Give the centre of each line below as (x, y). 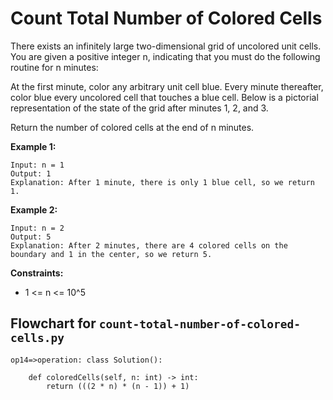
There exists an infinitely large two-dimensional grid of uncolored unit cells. (166, 46)
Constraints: (37, 273)
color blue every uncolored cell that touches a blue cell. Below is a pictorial (164, 97)
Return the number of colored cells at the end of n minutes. (132, 127)
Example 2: (34, 209)
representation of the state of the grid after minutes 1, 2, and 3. (139, 108)
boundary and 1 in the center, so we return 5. (111, 254)
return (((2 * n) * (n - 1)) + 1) (118, 386)
